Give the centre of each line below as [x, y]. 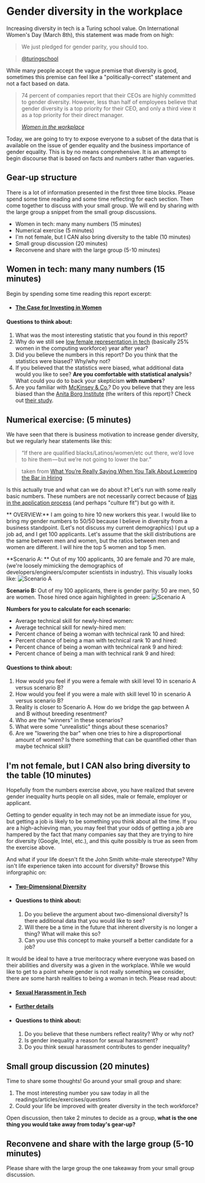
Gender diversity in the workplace [95, 11]
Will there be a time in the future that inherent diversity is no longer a [111, 927]
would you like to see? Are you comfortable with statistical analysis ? [103, 374]
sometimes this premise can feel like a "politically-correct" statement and [99, 77]
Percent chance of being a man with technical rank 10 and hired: [96, 641]
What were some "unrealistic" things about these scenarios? [91, 727]
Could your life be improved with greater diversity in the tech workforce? [107, 1106]
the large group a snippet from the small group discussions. [82, 212]
